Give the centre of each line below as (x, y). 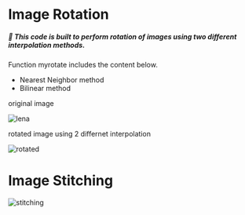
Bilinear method (45, 89)
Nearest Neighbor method (62, 80)
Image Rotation (59, 15)
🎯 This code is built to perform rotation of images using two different (122, 36)
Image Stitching (61, 181)
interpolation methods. (47, 45)
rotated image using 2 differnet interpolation (80, 134)
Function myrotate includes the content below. (83, 65)
